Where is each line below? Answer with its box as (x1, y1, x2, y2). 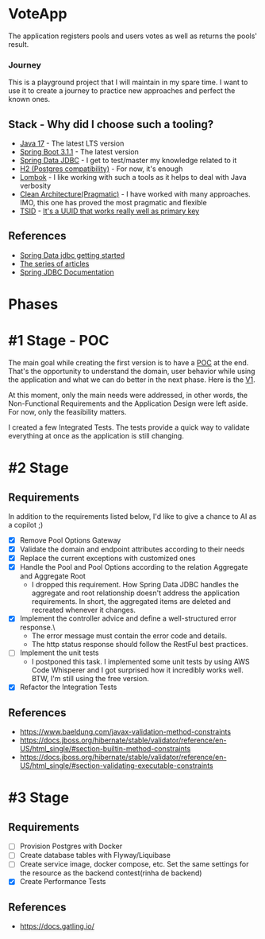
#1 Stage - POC (8, 332, 109, 350)
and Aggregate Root (19, 571, 86, 581)
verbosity (19, 181, 52, 191)
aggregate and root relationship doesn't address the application (31, 588, 240, 598)
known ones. (8, 95, 51, 104)
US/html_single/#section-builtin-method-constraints (19, 744, 191, 754)
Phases (8, 295, 58, 314)
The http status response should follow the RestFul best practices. (31, 640, 248, 649)
